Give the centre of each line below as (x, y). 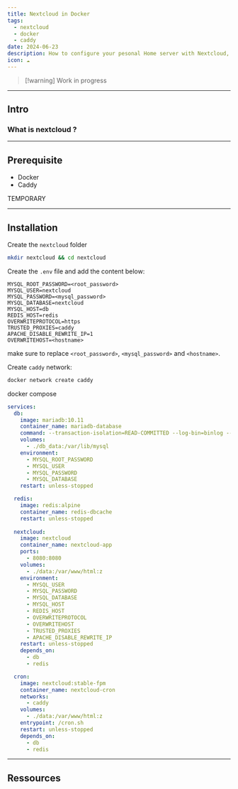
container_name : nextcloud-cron (68, 690)
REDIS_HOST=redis (33, 315)
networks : (35, 697)
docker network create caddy (50, 380)
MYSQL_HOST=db (28, 309)
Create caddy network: (40, 367)
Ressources (34, 778)
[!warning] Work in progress (66, 80)
